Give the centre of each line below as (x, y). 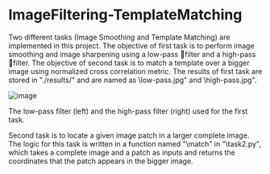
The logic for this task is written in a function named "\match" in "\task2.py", (135, 143)
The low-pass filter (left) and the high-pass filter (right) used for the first (128, 111)
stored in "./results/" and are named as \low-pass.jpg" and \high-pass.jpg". (133, 80)
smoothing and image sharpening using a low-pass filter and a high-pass (132, 54)
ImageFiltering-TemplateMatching (125, 15)
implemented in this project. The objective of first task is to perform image (132, 45)
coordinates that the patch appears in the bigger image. (101, 161)
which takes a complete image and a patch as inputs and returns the (122, 152)
